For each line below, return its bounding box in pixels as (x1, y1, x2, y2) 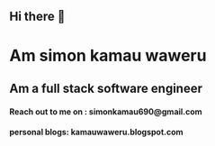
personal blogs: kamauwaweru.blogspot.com (9, 127, 184, 138)
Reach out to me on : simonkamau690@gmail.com (9, 105, 202, 117)
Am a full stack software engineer (9, 80, 203, 96)
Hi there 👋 (9, 9, 66, 24)
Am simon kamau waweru (9, 45, 207, 66)
